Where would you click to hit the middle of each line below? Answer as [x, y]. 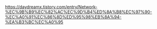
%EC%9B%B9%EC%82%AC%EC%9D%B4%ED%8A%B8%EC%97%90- [78, 12]
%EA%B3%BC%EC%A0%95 [34, 22]
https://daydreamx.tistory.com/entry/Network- [51, 7]
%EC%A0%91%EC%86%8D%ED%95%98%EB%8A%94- [63, 17]
